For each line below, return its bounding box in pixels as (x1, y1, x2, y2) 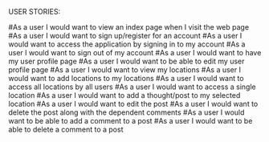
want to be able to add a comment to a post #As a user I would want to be (8, 116, 253, 125)
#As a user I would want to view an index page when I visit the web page (8, 22, 250, 31)
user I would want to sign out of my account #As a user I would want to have (8, 48, 262, 57)
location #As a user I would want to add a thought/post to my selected (8, 91, 241, 99)
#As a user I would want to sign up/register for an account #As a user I (8, 31, 243, 40)
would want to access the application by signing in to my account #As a (8, 39, 246, 49)
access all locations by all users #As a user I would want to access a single (8, 82, 256, 91)
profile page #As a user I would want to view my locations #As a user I (8, 65, 241, 75)
